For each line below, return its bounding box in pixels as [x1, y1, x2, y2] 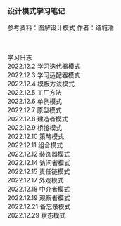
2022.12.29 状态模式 [7, 211, 66, 220]
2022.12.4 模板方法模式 [7, 79, 75, 88]
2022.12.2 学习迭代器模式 [7, 62, 81, 71]
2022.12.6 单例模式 [7, 97, 62, 106]
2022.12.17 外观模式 [7, 176, 64, 185]
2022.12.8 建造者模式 [7, 114, 68, 124]
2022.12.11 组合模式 [7, 141, 63, 149]
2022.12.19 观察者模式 [7, 194, 70, 202]
